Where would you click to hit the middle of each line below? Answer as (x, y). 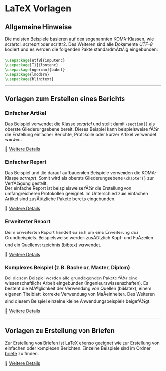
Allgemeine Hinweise (39, 27)
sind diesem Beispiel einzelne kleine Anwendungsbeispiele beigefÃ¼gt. (78, 301)
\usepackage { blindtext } (30, 79)
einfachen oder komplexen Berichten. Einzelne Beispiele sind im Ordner (78, 348)
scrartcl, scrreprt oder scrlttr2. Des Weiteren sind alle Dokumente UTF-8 (79, 44)
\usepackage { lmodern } (27, 74)
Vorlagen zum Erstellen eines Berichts (65, 99)
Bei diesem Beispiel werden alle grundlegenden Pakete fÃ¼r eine (71, 278)
